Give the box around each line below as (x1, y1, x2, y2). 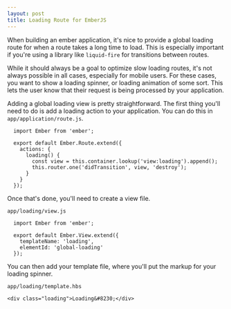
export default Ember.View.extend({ (13, 231, 119, 239)
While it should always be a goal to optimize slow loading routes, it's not (7, 64, 212, 72)
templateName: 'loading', (19, 238, 95, 245)
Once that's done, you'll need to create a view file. (7, 194, 151, 202)
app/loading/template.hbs (7, 283, 82, 290)
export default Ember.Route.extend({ (13, 139, 122, 146)
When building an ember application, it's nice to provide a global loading (7, 35, 214, 44)
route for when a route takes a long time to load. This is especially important (7, 43, 224, 51)
